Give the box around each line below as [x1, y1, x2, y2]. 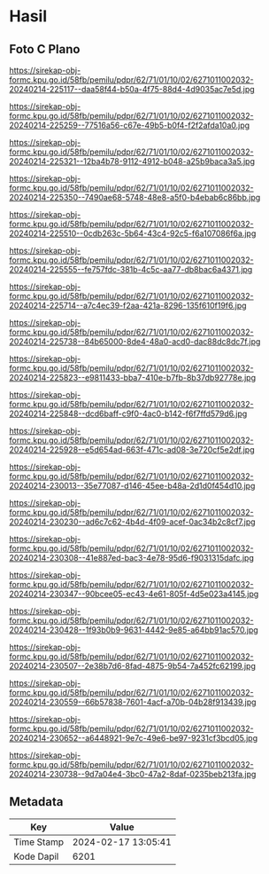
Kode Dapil [13, 850, 59, 862]
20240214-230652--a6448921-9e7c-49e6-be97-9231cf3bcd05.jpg [9, 733, 258, 743]
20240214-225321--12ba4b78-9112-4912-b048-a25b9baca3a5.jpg [9, 156, 255, 166]
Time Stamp [13, 836, 65, 848]
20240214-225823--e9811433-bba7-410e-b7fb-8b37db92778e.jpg [9, 373, 257, 382]
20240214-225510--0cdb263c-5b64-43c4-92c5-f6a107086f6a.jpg [9, 228, 257, 239]
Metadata [9, 794, 64, 809]
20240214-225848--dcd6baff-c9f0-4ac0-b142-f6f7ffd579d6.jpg [9, 408, 248, 419]
